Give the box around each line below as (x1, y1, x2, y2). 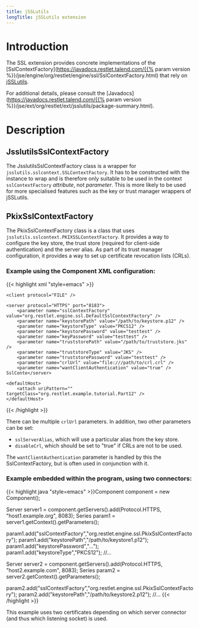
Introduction (6, 40, 69, 53)
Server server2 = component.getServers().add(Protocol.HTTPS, (6, 560, 163, 567)
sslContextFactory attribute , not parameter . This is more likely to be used (6, 182, 186, 189)
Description (6, 123, 65, 137)
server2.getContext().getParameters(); (6, 573, 101, 580)
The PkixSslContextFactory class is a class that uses (6, 227, 135, 234)
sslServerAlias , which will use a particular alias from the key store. (14, 436, 179, 443)
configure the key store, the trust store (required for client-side (6, 240, 160, 247)
